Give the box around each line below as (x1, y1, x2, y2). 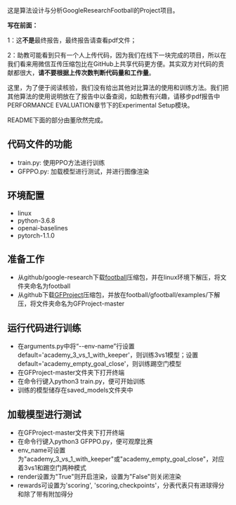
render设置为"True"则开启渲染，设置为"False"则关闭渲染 (17, 473, 181, 481)
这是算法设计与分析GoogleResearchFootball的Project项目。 (7, 6, 179, 14)
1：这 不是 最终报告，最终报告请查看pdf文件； (7, 36, 137, 44)
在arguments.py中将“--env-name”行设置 (17, 342, 135, 350)
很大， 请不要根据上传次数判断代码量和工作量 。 (19, 69, 155, 77)
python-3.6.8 (17, 216, 55, 225)
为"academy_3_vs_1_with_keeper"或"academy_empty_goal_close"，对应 (17, 455, 225, 464)
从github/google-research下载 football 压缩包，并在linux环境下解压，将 (17, 273, 221, 282)
